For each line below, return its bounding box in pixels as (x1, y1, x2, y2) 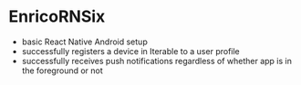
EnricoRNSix (8, 6, 106, 27)
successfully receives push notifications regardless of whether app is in (21, 55, 293, 66)
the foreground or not (21, 65, 104, 76)
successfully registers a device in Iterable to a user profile (21, 45, 241, 56)
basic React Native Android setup (21, 36, 148, 47)
